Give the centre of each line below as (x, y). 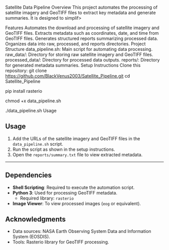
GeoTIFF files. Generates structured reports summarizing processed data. (82, 38)
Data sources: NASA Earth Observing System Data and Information (82, 231)
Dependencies (28, 175)
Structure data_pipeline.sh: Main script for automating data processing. (79, 49)
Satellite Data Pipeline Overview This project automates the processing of (81, 7)
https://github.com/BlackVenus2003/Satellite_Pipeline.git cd (68, 76)
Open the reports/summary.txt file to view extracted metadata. (77, 154)
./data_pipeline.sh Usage (31, 111)
